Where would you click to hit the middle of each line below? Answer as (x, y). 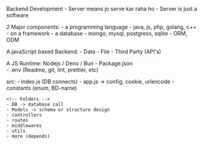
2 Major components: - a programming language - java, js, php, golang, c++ (101, 27)
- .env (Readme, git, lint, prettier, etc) (53, 70)
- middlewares (24, 126)
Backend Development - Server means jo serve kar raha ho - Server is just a (102, 9)
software (17, 15)
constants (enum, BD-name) (42, 88)
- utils (16, 131)
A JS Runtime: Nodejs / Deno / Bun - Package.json (70, 63)
